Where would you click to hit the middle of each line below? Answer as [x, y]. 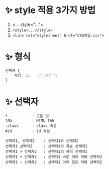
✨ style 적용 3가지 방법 [50, 10]
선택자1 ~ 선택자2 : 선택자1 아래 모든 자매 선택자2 [54, 162]
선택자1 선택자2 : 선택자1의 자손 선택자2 [47, 146]
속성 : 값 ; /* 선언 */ [36, 75]
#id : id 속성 [28, 131]
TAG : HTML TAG [30, 121]
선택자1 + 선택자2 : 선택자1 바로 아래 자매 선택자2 [54, 157]
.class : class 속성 [31, 126]
